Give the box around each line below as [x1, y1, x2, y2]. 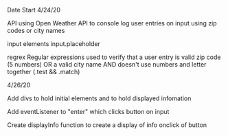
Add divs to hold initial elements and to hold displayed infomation [7, 94, 192, 102]
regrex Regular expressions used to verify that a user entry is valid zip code [7, 53, 221, 61]
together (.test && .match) [7, 68, 80, 76]
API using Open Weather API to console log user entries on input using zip [7, 19, 218, 27]
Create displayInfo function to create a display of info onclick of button [7, 121, 207, 129]
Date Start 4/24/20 [7, 6, 60, 14]
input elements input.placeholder [7, 40, 101, 47]
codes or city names [7, 27, 65, 34]
